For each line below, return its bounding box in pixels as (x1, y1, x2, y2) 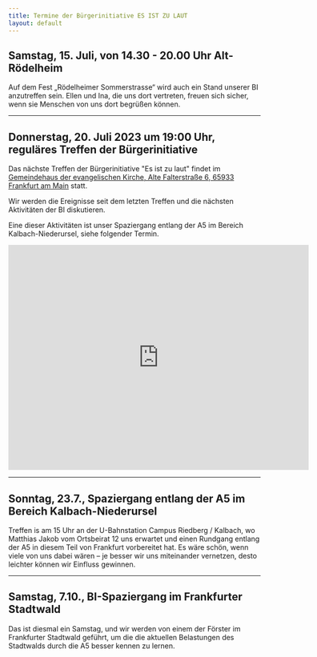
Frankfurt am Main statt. (8, 181, 88, 190)
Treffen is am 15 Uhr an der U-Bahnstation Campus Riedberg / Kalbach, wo (8, 525, 255, 535)
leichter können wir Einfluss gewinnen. (8, 559, 136, 569)
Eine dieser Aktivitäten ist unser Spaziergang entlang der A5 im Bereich (8, 221, 244, 230)
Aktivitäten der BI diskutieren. (8, 205, 106, 214)
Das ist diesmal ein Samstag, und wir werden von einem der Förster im (8, 623, 241, 633)
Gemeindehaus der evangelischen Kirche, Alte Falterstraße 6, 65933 (8, 173, 235, 182)
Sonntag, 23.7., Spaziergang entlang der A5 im (8, 491, 246, 505)
